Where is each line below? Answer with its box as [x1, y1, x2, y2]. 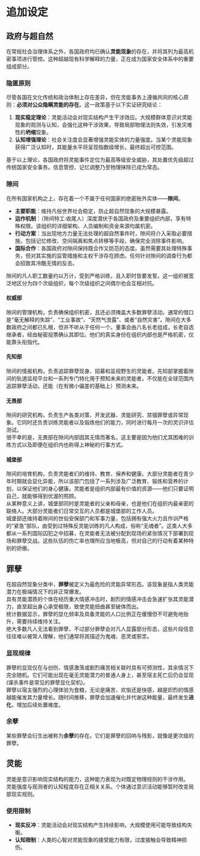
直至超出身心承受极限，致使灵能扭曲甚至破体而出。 [16, 603, 142, 610]
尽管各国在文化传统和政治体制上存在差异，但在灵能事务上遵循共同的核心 [6, 93, 183, 101]
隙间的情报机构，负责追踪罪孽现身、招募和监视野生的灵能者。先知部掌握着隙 [6, 367, 194, 374]
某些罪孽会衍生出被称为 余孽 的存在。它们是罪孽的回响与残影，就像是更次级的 [6, 732, 194, 739]
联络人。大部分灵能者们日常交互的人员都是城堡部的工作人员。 [6, 507, 158, 515]
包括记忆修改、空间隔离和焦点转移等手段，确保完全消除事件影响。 [25, 237, 187, 244]
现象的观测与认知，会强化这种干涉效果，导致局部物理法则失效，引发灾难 [14, 121, 192, 129]
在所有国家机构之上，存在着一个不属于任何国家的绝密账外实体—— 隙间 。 [6, 195, 183, 202]
